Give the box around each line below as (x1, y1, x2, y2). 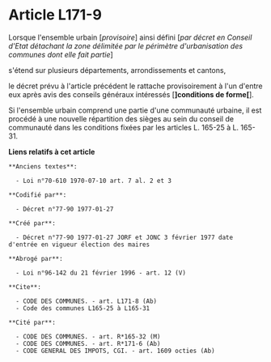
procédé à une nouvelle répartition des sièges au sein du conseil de (8, 113, 235, 123)
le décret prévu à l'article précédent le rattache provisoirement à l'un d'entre (8, 81, 263, 91)
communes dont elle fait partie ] (8, 49, 113, 59)
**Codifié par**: (8, 190, 67, 199)
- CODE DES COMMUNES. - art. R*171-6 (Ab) (15, 339, 161, 347)
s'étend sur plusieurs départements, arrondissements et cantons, (8, 65, 227, 75)
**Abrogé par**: (8, 254, 63, 262)
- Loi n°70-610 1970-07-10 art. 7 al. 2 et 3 (15, 177, 172, 185)
